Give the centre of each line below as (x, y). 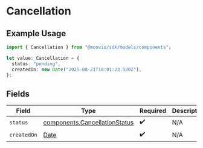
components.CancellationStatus (89, 122)
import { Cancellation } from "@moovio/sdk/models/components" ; (89, 47)
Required (153, 111)
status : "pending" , (36, 64)
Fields (18, 94)
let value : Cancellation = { (43, 58)
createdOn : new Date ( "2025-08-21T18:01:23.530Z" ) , (77, 69)
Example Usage (36, 34)
